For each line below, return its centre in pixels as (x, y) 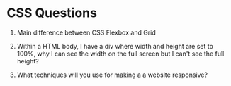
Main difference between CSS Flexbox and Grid (86, 32)
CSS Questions (52, 13)
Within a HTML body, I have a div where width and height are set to (115, 46)
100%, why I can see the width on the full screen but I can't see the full (120, 54)
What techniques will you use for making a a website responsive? (112, 75)
